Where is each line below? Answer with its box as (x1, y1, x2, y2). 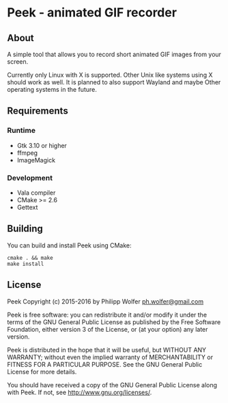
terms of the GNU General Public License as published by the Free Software (7, 317, 221, 326)
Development (7, 173, 53, 182)
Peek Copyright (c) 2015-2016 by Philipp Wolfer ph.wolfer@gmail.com (7, 297, 204, 306)
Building (7, 223, 43, 234)
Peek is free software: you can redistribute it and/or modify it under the (7, 310, 207, 319)
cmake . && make (7, 254, 53, 261)
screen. (7, 58, 29, 66)
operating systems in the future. (7, 86, 97, 93)
